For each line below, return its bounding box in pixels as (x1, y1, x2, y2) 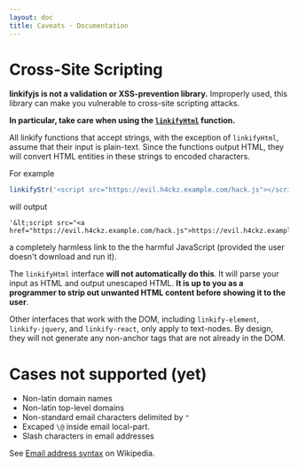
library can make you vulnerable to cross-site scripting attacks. (9, 98, 240, 109)
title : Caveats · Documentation (9, 21, 129, 30)
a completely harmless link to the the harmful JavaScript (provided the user (9, 242, 286, 253)
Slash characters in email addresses (21, 431, 155, 441)
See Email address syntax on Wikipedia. (9, 448, 155, 459)
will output (9, 201, 48, 213)
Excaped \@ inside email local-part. (21, 422, 151, 432)
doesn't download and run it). (9, 252, 117, 262)
